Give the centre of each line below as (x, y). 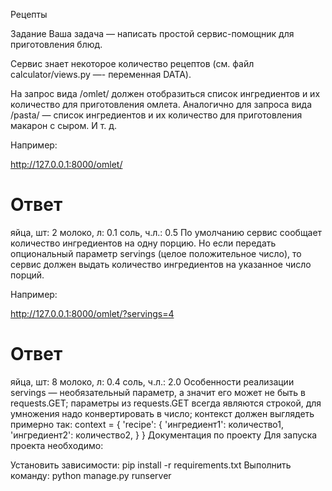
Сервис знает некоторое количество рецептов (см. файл (132, 63)
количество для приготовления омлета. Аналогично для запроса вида (161, 104)
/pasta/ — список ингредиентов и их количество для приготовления (156, 115)
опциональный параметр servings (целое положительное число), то (156, 253)
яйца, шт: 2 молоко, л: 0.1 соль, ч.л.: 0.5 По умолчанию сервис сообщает (166, 232)
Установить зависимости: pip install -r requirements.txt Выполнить (151, 465)
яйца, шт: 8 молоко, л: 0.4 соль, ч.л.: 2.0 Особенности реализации (152, 381)
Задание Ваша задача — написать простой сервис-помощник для (152, 33)
